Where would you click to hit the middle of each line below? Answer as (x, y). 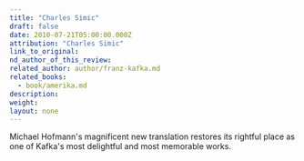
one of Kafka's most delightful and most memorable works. (121, 146)
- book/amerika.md (53, 86)
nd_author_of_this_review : (61, 60)
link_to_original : (44, 52)
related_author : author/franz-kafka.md (85, 69)
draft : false (34, 26)
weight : (24, 102)
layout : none (34, 111)
